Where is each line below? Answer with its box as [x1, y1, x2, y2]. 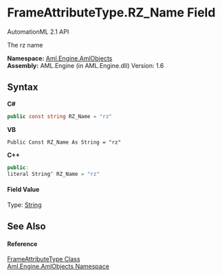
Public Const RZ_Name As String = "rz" [7, 139, 122, 146]
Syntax [7, 81, 38, 93]
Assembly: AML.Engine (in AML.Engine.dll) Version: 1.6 [7, 61, 164, 69]
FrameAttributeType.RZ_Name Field [7, 5, 216, 21]
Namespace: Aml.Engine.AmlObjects [7, 54, 113, 63]
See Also [7, 220, 46, 232]
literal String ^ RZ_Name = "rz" [7, 170, 100, 177]
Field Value [7, 185, 40, 193]
